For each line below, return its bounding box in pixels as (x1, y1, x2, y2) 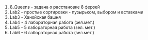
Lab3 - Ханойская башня (9, 14, 61, 20)
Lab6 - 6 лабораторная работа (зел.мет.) (9, 30, 95, 35)
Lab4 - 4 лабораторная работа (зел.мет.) (9, 19, 95, 25)
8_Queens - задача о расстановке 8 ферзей (9, 4, 100, 10)
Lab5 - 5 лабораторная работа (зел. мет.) (9, 25, 96, 30)
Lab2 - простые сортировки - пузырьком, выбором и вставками (9, 9, 144, 15)
